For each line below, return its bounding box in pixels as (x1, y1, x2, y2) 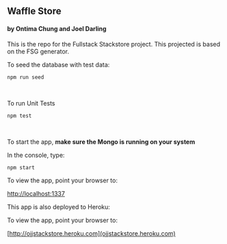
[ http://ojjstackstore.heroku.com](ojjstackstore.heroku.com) (7, 229, 176, 237)
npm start (7, 164, 36, 171)
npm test (7, 112, 32, 119)
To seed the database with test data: (7, 60, 110, 69)
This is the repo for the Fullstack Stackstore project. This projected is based (7, 40, 221, 48)
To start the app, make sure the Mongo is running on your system (7, 137, 196, 146)
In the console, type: (7, 151, 65, 159)
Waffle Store (7, 5, 62, 17)
